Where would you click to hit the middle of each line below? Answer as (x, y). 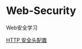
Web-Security (41, 11)
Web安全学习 (22, 27)
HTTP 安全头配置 (27, 40)
